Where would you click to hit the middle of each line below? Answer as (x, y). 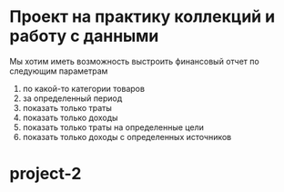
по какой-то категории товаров (84, 88)
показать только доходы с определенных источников (127, 136)
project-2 (46, 174)
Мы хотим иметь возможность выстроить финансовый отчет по (134, 61)
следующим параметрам (59, 71)
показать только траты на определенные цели (113, 127)
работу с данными (84, 36)
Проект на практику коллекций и (142, 17)
